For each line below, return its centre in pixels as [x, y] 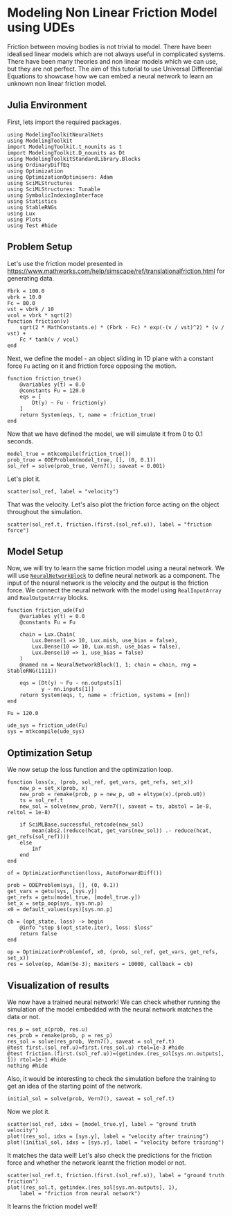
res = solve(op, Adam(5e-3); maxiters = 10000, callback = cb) [100, 964]
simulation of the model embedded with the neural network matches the [110, 1009]
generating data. [31, 278]
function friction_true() [44, 378]
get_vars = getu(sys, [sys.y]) [52, 892]
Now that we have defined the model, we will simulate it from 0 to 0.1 [105, 434]
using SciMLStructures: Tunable [54, 189]
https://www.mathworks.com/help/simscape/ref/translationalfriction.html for [116, 271]
